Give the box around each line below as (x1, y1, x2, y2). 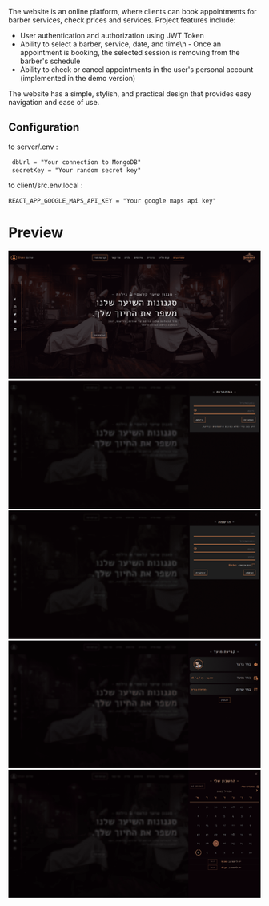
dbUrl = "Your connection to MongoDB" (11, 158, 142, 167)
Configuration (8, 120, 80, 135)
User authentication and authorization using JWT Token (19, 31, 204, 40)
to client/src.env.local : (8, 180, 83, 190)
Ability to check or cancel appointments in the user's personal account (19, 65, 254, 74)
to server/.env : (8, 142, 58, 151)
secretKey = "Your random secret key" (11, 166, 142, 175)
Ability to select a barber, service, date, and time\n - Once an (19, 39, 222, 49)
